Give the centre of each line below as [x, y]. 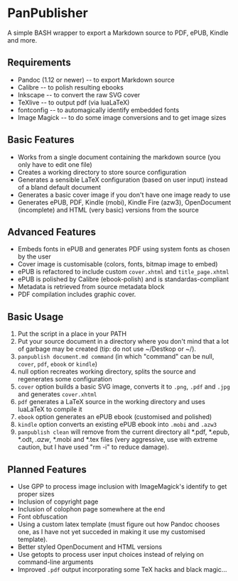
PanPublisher [48, 13]
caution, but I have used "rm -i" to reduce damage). [93, 447]
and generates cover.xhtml [57, 394]
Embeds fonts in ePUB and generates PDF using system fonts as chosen [124, 249]
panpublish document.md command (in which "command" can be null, [116, 357]
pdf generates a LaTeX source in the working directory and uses [112, 402]
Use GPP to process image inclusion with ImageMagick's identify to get [122, 487]
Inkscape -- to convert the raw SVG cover [79, 94]
